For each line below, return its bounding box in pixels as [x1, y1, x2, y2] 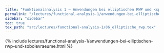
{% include [5, 38, 27, 44]
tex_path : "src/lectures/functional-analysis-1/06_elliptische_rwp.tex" [5, 25, 156, 30]
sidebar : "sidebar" [5, 16, 45, 21]
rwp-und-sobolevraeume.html [5, 43, 66, 49]
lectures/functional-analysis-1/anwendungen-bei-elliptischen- [28, 38, 153, 44]
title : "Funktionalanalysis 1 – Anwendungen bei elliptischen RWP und [5, 7, 152, 12]
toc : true [5, 20, 25, 26]
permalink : [5, 12, 27, 16]
